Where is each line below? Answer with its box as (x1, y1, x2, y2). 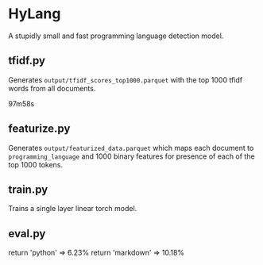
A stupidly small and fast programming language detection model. (8, 31, 224, 40)
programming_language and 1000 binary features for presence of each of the (8, 152, 256, 161)
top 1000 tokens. (8, 159, 64, 169)
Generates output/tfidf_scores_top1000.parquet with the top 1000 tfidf (8, 75, 243, 84)
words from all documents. (8, 83, 96, 93)
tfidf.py (8, 54, 46, 67)
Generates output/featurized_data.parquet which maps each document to (8, 143, 254, 152)
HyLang (8, 5, 61, 23)
